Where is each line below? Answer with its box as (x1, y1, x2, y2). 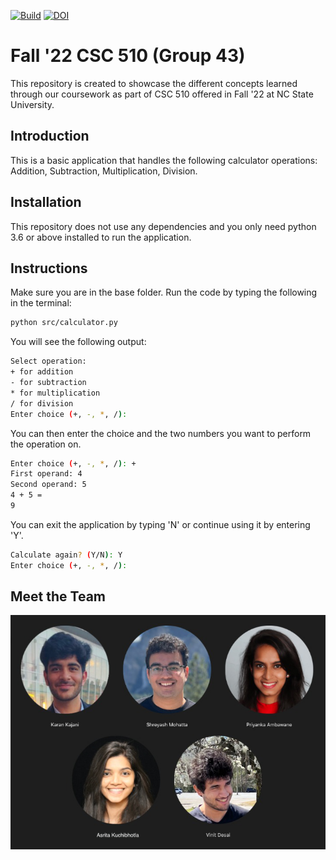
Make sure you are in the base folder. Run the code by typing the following (10, 286, 318, 299)
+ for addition (10, 367, 74, 377)
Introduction (10, 128, 90, 145)
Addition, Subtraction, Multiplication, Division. (10, 165, 198, 177)
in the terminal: (10, 297, 72, 309)
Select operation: (10, 356, 87, 367)
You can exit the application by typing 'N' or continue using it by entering (10, 518, 311, 530)
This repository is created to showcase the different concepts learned (10, 77, 298, 89)
